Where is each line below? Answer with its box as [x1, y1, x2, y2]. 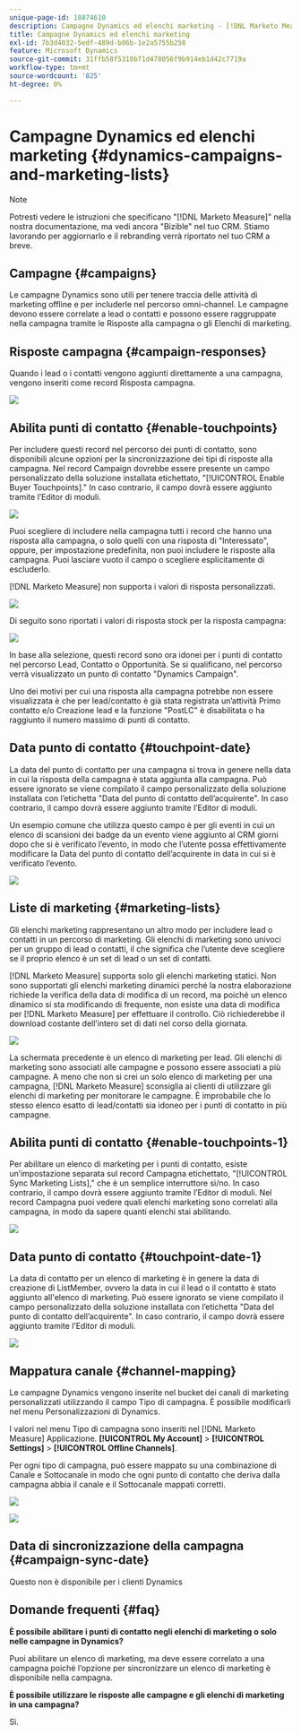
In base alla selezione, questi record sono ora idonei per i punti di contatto [9, 650, 283, 660]
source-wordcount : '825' [9, 72, 102, 81]
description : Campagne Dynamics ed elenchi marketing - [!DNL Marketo [9, 22, 279, 30]
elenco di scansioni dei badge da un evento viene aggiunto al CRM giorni [9, 829, 279, 840]
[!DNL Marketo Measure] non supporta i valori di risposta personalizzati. [9, 582, 276, 591]
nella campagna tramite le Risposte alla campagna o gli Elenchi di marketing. [9, 318, 292, 329]
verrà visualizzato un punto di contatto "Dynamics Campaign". [9, 669, 239, 679]
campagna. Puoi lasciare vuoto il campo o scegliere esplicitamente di [9, 555, 265, 565]
